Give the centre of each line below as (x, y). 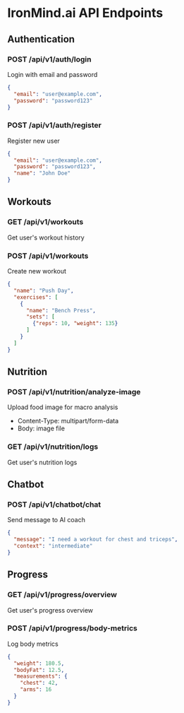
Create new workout (37, 271)
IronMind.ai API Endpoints (85, 13)
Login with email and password (53, 74)
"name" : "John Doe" (42, 173)
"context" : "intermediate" (53, 546)
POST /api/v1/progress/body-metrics (72, 628)
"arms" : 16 (36, 690)
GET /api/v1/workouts (45, 222)
